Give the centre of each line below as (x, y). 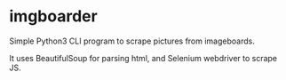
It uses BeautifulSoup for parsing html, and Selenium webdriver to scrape (143, 58)
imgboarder (53, 16)
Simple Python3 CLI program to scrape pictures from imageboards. (132, 41)
